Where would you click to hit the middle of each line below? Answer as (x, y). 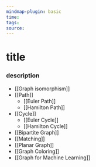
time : (13, 17)
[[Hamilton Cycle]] (45, 126)
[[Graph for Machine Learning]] (52, 158)
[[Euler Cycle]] (41, 120)
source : (16, 28)
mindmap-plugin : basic (34, 12)
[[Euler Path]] (40, 101)
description (23, 76)
